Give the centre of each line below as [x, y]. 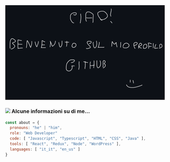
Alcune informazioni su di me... [51, 111]
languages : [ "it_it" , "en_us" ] [45, 149]
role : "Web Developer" [34, 133]
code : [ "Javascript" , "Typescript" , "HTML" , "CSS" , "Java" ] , [78, 139]
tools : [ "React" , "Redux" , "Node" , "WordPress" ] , [66, 144]
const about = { [22, 122]
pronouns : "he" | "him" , [36, 128]
